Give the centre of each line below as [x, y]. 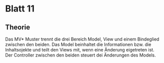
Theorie [18, 27]
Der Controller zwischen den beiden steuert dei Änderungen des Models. [80, 55]
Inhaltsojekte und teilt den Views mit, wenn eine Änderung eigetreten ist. [80, 50]
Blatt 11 [20, 9]
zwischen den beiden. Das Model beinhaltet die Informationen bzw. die [78, 44]
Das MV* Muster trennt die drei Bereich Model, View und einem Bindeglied [82, 39]
